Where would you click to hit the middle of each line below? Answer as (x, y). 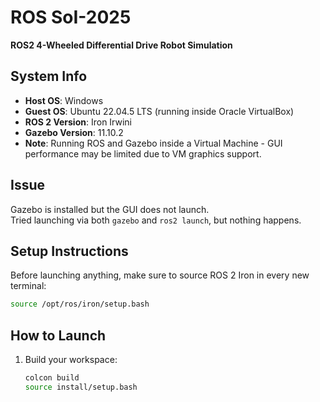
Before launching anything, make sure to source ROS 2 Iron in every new (160, 275)
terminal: (28, 286)
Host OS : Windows (64, 100)
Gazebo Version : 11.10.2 (74, 132)
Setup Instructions (69, 251)
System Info (49, 76)
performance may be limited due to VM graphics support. (143, 153)
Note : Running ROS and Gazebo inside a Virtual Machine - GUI (153, 143)
